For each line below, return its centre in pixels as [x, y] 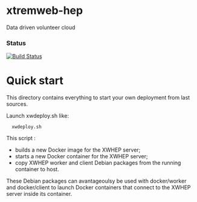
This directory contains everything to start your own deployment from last [98, 98]
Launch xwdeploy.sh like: [38, 116]
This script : [21, 138]
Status [16, 43]
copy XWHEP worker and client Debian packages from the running [98, 163]
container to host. [37, 169]
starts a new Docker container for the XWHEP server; [81, 157]
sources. [17, 104]
